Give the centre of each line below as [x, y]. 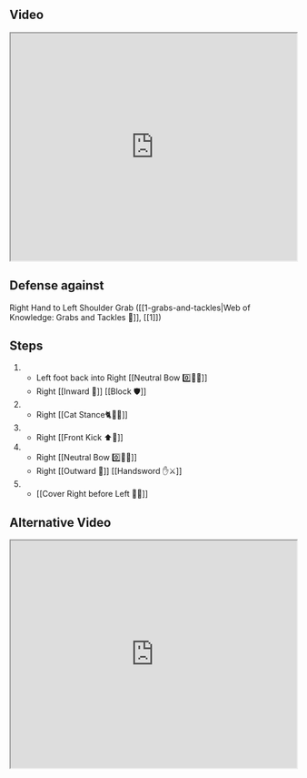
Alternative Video [60, 522]
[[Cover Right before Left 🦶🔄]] [92, 494]
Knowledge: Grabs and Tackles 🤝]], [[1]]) [85, 317]
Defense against [57, 286]
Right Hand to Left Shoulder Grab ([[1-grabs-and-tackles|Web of [130, 308]
